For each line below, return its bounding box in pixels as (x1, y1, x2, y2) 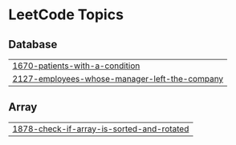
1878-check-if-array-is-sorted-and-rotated (12, 123, 189, 134)
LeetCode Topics (8, 6, 124, 24)
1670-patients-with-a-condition (12, 60, 140, 71)
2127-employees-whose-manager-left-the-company (12, 74, 224, 84)
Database (8, 38, 58, 51)
